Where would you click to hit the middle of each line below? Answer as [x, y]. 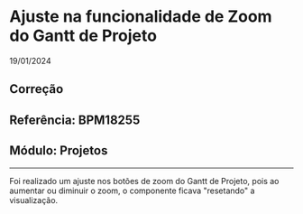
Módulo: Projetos [59, 151]
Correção [37, 89]
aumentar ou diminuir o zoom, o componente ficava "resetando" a [132, 191]
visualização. [34, 200]
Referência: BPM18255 [75, 120]
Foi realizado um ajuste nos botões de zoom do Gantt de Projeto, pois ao [144, 181]
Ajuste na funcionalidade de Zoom [141, 17]
